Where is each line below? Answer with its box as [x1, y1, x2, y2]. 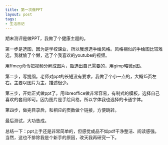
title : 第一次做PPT [5, 7, 43, 12]
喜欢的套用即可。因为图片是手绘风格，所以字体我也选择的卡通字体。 [5, 97, 145, 103]
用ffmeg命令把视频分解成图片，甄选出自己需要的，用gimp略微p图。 [5, 63, 144, 69]
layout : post [5, 12, 32, 17]
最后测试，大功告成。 [5, 118, 49, 124]
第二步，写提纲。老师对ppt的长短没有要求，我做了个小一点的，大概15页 [5, 73, 152, 80]
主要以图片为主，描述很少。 [13, 80, 71, 86]
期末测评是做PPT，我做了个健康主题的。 [5, 35, 88, 41]
